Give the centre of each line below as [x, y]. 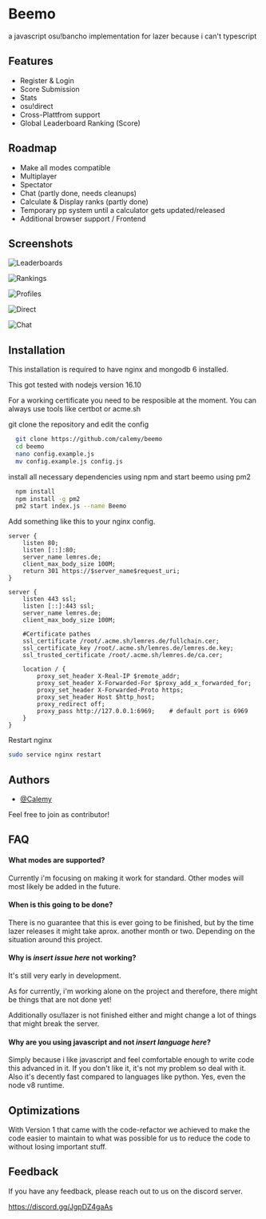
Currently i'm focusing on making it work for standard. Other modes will [126, 878]
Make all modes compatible [65, 167]
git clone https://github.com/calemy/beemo [89, 439]
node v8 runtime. [37, 1085]
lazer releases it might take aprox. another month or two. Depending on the [132, 931]
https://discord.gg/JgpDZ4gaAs [61, 1206]
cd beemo [30, 447]
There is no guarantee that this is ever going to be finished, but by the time [131, 922]
